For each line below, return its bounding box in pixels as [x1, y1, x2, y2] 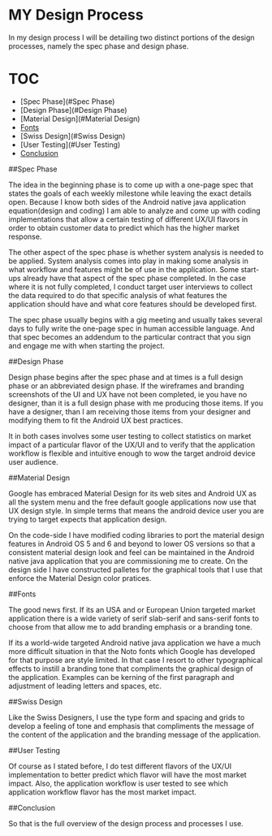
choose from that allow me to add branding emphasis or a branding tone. [8, 622, 253, 631]
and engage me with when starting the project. [8, 340, 165, 350]
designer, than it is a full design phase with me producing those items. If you [8, 398, 264, 408]
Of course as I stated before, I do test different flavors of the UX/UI [8, 761, 232, 771]
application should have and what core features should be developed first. [8, 299, 257, 309]
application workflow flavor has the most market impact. [8, 786, 197, 797]
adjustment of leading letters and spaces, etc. [8, 681, 162, 691]
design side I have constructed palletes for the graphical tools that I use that [8, 565, 263, 574]
